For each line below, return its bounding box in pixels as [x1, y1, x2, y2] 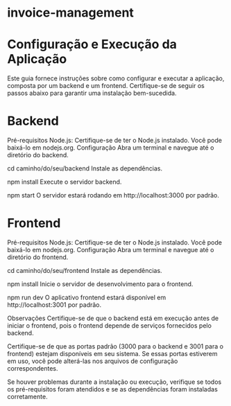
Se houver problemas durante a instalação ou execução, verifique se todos [7, 378, 222, 386]
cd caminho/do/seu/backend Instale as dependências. [7, 164, 163, 173]
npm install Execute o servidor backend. [7, 178, 122, 186]
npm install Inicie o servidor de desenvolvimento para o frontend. [7, 280, 194, 288]
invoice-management [7, 5, 134, 21]
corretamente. [7, 393, 48, 400]
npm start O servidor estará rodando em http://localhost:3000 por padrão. [7, 191, 220, 200]
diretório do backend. [7, 151, 69, 159]
